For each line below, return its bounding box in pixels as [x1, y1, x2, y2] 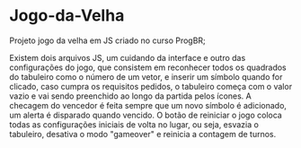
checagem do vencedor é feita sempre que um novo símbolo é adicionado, [9, 100, 288, 110]
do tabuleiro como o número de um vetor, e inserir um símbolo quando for [9, 71, 283, 82]
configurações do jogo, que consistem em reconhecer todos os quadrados [9, 62, 288, 73]
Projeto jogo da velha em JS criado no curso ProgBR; [9, 35, 207, 46]
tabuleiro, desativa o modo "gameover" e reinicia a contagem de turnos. [9, 128, 277, 139]
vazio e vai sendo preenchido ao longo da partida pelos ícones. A [9, 91, 252, 101]
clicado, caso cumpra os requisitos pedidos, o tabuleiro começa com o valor [9, 81, 293, 91]
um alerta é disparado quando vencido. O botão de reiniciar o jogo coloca [9, 109, 283, 120]
